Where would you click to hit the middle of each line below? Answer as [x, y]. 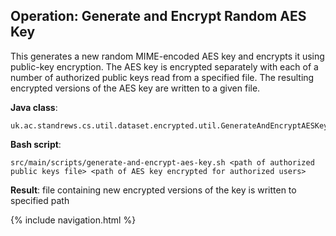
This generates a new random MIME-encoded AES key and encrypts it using [167, 56]
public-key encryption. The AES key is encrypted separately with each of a [164, 66]
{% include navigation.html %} [73, 220]
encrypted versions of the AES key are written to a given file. [135, 88]
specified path [40, 200]
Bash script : [36, 144]
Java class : [34, 107]
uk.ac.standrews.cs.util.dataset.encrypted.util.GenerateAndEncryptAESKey [169, 125]
